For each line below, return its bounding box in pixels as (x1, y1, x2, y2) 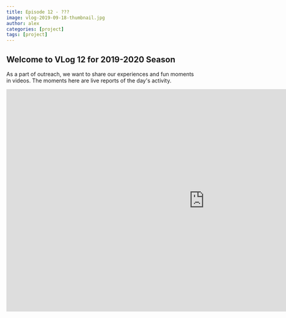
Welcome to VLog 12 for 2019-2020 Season (6, 54, 175, 65)
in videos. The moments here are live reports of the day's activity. (6, 77, 172, 84)
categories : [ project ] (6, 26, 64, 32)
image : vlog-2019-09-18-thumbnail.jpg (6, 15, 105, 21)
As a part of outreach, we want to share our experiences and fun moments (6, 70, 194, 78)
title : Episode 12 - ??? (6, 9, 70, 15)
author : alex (6, 20, 40, 26)
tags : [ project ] (6, 32, 48, 38)
